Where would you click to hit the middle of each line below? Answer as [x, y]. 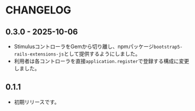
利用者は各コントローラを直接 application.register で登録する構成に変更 [101, 61]
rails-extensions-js [39, 54]
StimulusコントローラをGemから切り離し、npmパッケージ [84, 46]
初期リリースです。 [36, 102]
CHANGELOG [38, 10]
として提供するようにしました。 [102, 54]
